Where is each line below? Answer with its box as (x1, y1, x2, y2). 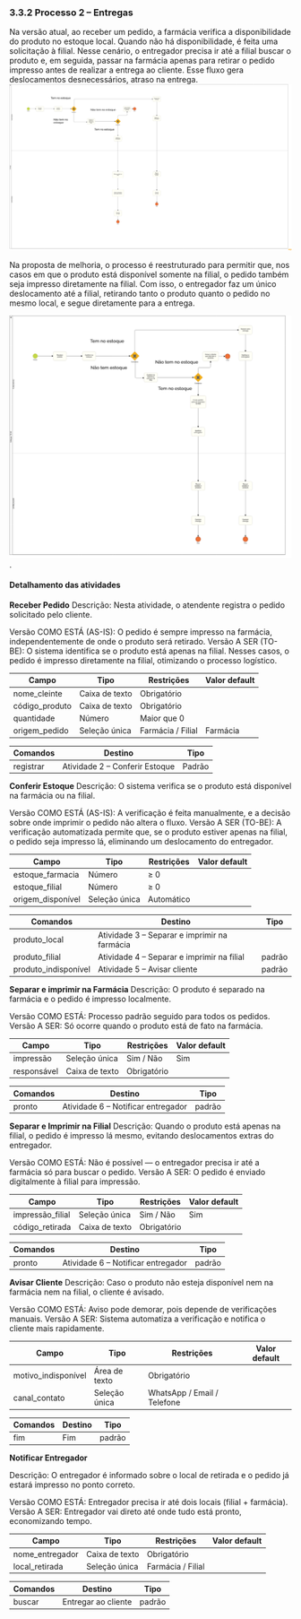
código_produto (13, 700, 72, 711)
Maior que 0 (140, 713, 185, 723)
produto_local (13, 934, 64, 945)
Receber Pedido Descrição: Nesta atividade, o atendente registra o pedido (9, 599, 285, 610)
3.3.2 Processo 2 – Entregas (9, 6, 134, 19)
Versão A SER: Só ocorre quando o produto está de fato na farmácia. (9, 1020, 263, 1031)
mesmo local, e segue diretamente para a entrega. (9, 298, 195, 308)
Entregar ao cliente (62, 1597, 133, 1607)
